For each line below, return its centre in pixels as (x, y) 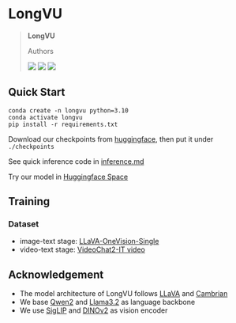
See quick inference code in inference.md (76, 161)
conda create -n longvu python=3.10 (68, 110)
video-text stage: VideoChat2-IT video (82, 249)
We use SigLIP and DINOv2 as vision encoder (94, 310)
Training (29, 201)
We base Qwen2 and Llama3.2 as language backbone (107, 302)
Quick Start (37, 92)
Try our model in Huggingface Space (68, 177)
